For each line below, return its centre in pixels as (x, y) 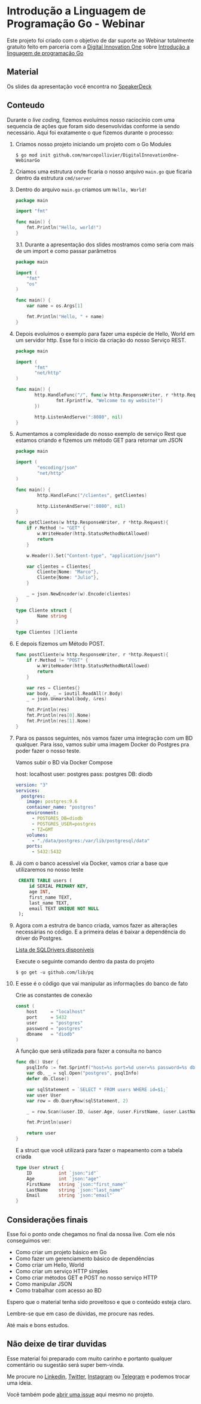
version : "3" (32, 785)
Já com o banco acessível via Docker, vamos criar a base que (92, 863)
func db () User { (37, 1062)
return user (41, 1133)
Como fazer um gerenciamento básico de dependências (85, 1258)
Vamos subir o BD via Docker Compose (64, 762)
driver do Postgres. (39, 938)
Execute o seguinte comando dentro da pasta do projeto (85, 962)
